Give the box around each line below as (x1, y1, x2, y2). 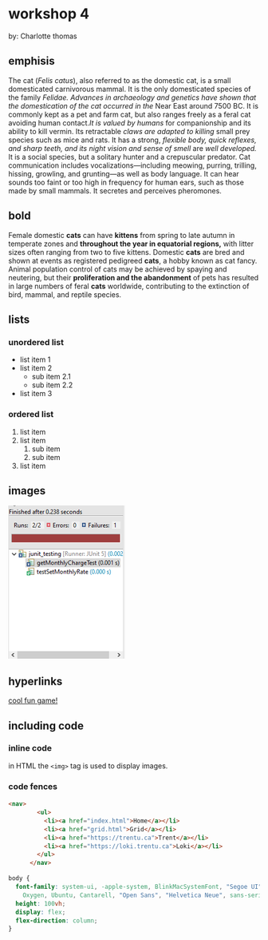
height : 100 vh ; (15, 899, 66, 907)
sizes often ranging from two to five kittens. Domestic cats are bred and (8, 247, 245, 256)
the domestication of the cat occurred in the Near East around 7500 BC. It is (8, 101, 259, 110)
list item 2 (19, 363, 53, 373)
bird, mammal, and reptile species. (8, 289, 122, 299)
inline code (8, 743, 53, 754)
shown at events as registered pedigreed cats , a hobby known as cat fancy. (8, 256, 258, 265)
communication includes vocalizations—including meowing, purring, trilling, (8, 161, 257, 170)
